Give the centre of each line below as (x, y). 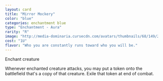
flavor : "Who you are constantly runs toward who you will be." (71, 45)
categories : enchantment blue (36, 23)
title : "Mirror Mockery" (30, 14)
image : (12, 37)
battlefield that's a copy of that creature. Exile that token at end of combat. (80, 73)
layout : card (18, 9)
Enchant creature (22, 59)
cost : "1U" (16, 41)
